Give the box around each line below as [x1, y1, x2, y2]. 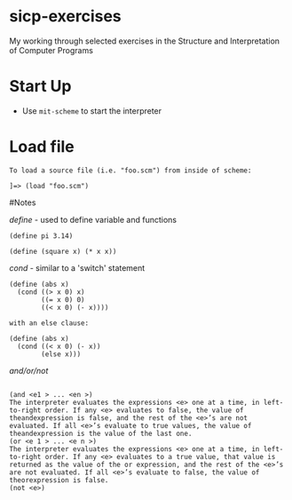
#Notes [9, 197, 36, 208]
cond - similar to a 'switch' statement [9, 262, 146, 273]
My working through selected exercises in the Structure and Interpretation [9, 36, 280, 46]
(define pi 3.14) [9, 231, 74, 241]
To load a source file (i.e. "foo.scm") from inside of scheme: [9, 166, 252, 175]
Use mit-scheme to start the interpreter [21, 105, 162, 116]
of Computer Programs [9, 44, 93, 55]
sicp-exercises [9, 6, 122, 27]
